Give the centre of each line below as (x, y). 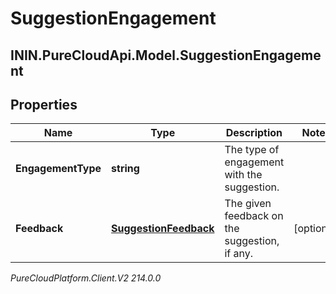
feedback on (254, 216)
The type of (252, 150)
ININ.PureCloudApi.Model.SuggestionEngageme (166, 55)
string (125, 169)
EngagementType (58, 169)
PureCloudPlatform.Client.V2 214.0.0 (86, 278)
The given (248, 204)
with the (243, 175)
